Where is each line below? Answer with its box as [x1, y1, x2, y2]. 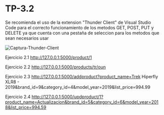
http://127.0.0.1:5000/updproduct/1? [31, 94, 104, 100]
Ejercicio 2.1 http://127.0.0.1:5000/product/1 [5, 54, 92, 60]
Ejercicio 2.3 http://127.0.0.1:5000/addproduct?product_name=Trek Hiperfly [5, 73, 158, 79]
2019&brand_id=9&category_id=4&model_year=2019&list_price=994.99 [5, 84, 151, 90]
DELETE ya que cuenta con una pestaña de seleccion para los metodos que [5, 30, 160, 36]
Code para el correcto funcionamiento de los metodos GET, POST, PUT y [5, 24, 154, 30]
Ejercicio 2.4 [5, 94, 31, 100]
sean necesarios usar [5, 35, 49, 41]
